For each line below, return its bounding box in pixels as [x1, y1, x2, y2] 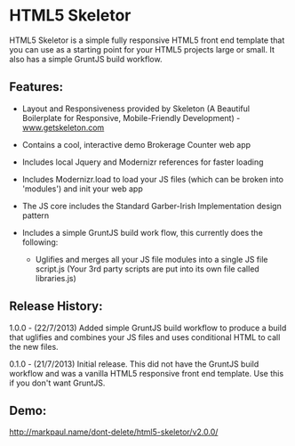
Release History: [9, 299, 103, 314]
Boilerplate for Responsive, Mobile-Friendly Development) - [21, 112, 241, 123]
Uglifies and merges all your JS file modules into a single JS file [35, 254, 268, 264]
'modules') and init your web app [21, 183, 144, 194]
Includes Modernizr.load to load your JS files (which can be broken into [21, 174, 284, 184]
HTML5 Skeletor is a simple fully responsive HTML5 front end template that [9, 35, 285, 45]
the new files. [9, 341, 60, 352]
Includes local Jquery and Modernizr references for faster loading [21, 157, 264, 167]
